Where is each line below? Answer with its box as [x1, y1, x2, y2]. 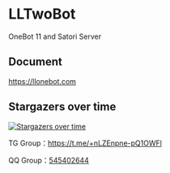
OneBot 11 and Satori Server [8, 32, 102, 41]
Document [8, 55, 62, 69]
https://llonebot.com [8, 76, 77, 86]
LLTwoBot [8, 5, 76, 23]
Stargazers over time [8, 100, 117, 114]
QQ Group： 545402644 [8, 155, 89, 165]
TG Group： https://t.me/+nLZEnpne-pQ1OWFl [8, 138, 162, 148]
